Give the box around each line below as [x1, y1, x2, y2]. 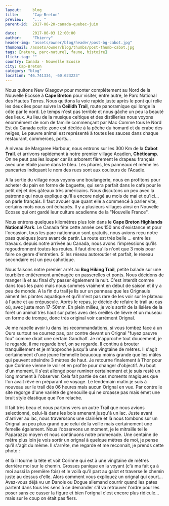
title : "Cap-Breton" [5, 12, 60, 17]
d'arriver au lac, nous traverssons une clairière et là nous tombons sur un [5, 415, 158, 421]
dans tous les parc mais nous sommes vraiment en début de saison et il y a [5, 282, 162, 288]
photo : [5, 448, 20, 454]
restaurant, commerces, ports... [5, 135, 71, 141]
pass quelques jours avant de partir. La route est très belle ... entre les [5, 235, 151, 241]
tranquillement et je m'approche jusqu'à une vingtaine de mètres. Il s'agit [5, 346, 158, 352]
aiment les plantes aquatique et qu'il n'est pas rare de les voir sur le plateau [5, 294, 163, 299]
